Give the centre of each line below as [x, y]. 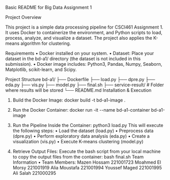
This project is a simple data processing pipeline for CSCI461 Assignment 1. [84, 27]
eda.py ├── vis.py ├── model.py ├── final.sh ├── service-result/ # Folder [85, 85]
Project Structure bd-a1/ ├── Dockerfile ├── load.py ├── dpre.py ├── [80, 79]
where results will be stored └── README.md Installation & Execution [78, 90]
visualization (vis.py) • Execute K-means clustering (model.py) [78, 142]
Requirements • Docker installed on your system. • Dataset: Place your [80, 53]
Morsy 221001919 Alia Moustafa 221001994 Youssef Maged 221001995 [87, 168]
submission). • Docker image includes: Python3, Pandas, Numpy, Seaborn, [84, 64]
